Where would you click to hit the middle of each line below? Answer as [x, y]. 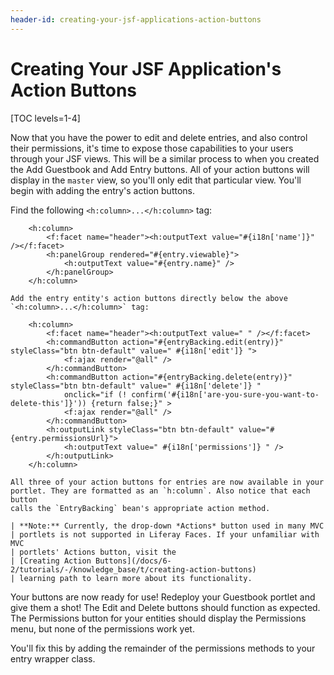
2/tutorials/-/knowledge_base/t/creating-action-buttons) [133, 569]
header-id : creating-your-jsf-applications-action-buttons [136, 19]
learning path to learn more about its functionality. [136, 578]
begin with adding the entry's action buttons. [103, 190]
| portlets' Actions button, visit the [93, 552]
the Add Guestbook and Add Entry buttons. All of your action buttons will [160, 169]
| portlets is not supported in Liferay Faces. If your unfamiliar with [165, 534]
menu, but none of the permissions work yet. [102, 628]
